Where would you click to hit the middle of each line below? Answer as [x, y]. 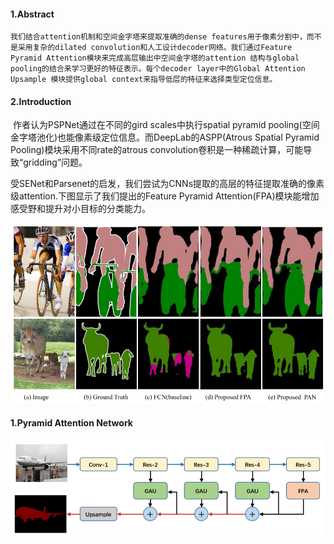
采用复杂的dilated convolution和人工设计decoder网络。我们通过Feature [155, 48]
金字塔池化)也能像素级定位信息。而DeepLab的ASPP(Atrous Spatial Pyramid [165, 137]
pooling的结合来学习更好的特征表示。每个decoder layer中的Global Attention [158, 69]
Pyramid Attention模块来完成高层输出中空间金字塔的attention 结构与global [155, 58]
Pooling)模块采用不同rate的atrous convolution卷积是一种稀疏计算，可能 [157, 150]
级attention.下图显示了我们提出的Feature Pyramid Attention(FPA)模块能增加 [165, 196]
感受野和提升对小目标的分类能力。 [80, 209]
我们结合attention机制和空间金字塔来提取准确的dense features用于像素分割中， [158, 37]
